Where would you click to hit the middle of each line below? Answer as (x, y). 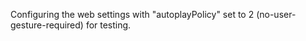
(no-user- (276, 14)
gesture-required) (47, 25)
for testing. (108, 25)
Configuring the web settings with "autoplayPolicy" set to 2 (132, 14)
